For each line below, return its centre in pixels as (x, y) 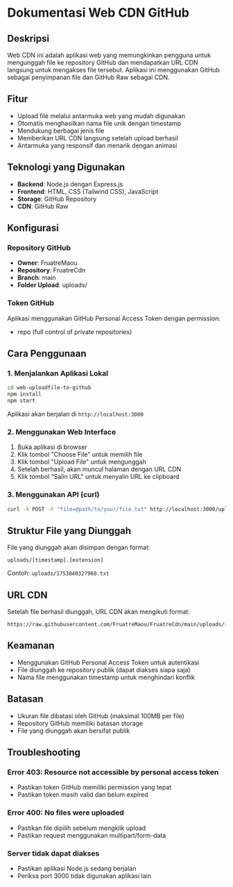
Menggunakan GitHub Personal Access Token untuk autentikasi (108, 662)
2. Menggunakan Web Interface (62, 432)
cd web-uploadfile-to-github (49, 388)
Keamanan (31, 645)
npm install (24, 394)
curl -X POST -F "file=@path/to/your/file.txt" (77, 509)
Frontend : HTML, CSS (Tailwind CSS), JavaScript (88, 191)
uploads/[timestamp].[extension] (55, 560)
